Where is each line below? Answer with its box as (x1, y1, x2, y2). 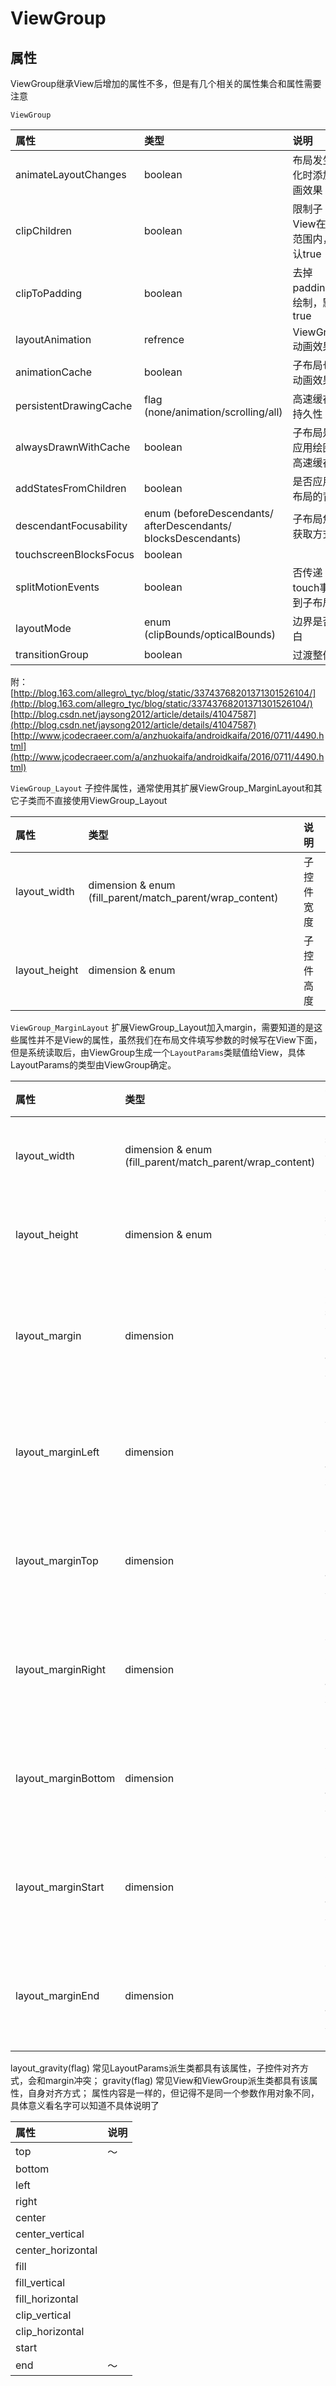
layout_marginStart (15, 1880, 105, 1894)
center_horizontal (15, 2243, 98, 2257)
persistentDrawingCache (15, 399, 133, 412)
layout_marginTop (15, 1554, 99, 1567)
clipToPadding (15, 287, 83, 300)
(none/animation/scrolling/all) (143, 405, 283, 419)
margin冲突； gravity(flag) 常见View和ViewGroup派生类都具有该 (44, 2075, 310, 2086)
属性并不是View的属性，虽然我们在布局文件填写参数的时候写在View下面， (18, 1034, 323, 1046)
